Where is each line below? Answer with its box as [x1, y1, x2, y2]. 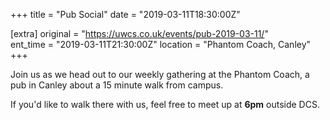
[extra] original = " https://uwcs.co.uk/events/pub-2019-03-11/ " [10, 28, 269, 39]
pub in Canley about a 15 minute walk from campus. [10, 79, 224, 91]
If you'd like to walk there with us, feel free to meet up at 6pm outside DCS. [10, 99, 320, 110]
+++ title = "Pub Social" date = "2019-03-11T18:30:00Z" [10, 9, 241, 20]
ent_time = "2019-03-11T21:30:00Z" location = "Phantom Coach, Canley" [10, 39, 312, 50]
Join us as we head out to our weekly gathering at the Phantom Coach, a [10, 69, 310, 80]
